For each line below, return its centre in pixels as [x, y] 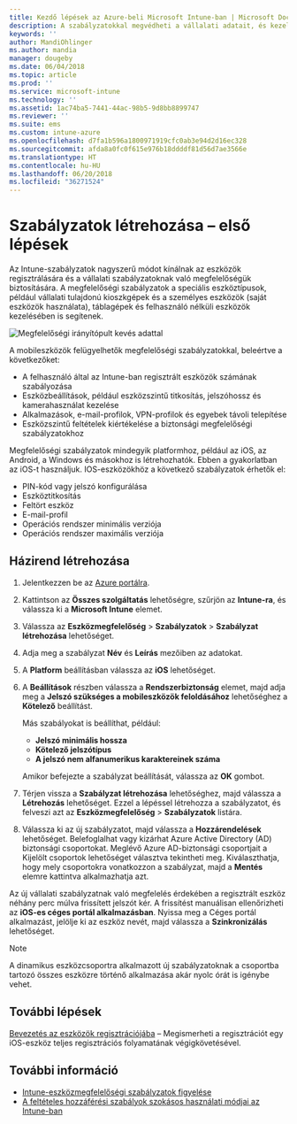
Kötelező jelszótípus [73, 750]
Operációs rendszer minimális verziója [91, 524]
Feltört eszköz [48, 505]
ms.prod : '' [31, 83]
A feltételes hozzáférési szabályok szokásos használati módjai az [141, 1101]
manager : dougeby [41, 58]
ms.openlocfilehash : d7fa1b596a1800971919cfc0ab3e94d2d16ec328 [128, 141]
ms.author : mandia [43, 50]
